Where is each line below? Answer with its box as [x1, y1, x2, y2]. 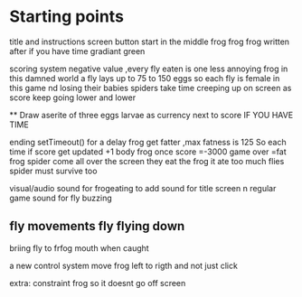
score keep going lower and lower [9, 92, 137, 103]
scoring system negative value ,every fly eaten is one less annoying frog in [9, 63, 288, 74]
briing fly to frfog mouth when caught [9, 242, 149, 254]
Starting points [9, 6, 125, 27]
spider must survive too [9, 165, 98, 176]
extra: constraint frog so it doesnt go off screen [9, 277, 186, 288]
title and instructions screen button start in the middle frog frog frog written [9, 36, 290, 47]
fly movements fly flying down [9, 218, 185, 234]
